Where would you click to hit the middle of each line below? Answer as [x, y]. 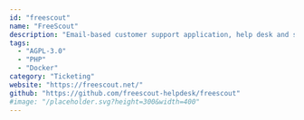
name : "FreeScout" [44, 26]
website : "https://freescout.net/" [76, 85]
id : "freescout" [40, 18]
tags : [19, 43]
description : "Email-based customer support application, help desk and [149, 34]
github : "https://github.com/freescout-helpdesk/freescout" [125, 93]
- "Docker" [38, 69]
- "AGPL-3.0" [42, 51]
